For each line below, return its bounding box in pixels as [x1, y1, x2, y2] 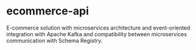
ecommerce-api [6, 4, 89, 18]
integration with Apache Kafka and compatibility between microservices [6, 30, 187, 37]
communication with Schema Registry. [6, 37, 103, 44]
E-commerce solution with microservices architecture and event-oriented [6, 24, 191, 31]
